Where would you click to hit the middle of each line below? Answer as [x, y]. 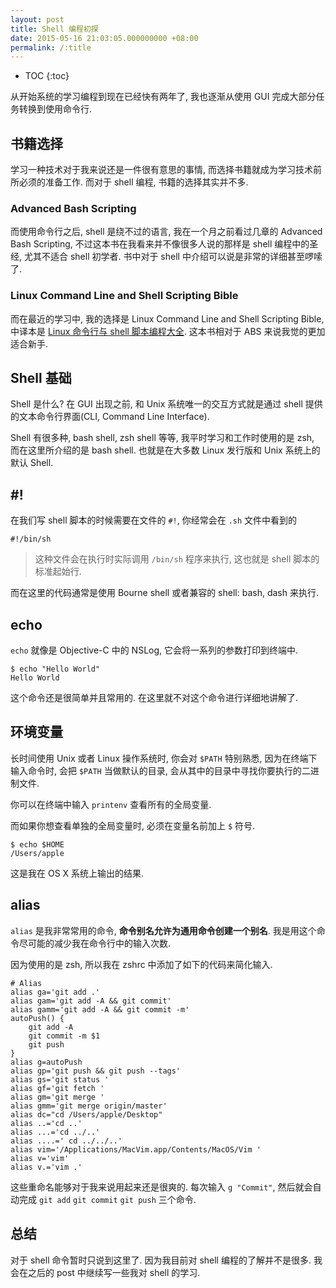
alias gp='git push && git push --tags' [96, 1071]
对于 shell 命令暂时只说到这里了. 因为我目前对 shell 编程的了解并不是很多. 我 [166, 1260]
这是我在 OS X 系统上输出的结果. [77, 873]
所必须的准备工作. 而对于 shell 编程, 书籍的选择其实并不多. [129, 182]
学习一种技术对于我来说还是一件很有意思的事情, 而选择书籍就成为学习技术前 [166, 170]
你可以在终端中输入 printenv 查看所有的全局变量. [111, 804]
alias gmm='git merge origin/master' [89, 1106]
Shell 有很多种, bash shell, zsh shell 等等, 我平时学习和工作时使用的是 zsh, [162, 438]
